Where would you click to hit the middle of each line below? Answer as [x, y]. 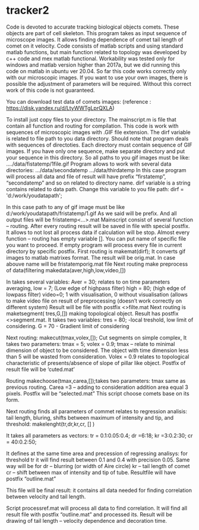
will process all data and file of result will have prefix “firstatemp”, [86, 176]
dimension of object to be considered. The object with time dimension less [97, 350]
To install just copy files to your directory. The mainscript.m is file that [91, 119]
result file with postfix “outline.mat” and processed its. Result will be [89, 514]
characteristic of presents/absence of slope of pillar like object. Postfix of [96, 363]
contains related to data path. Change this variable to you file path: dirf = [95, 189]
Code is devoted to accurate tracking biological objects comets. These [93, 27]
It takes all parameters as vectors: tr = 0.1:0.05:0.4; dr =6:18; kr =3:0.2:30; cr [99, 435]
